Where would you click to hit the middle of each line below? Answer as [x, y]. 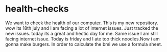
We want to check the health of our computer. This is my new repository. [82, 23]
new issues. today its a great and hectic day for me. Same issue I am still [82, 33]
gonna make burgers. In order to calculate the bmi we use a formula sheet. [84, 44]
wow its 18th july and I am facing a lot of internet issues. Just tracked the [82, 28]
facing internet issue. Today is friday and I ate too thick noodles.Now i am [82, 39]
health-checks [37, 9]
